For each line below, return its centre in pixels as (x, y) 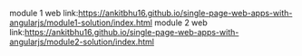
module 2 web (181, 23)
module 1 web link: (44, 13)
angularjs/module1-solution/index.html (81, 23)
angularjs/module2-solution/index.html (82, 42)
